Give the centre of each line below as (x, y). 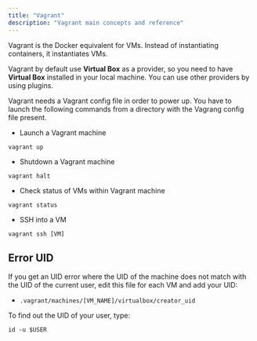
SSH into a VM (43, 219)
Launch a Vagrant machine (63, 132)
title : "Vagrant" (36, 15)
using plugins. (31, 85)
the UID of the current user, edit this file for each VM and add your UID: (123, 285)
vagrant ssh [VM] (36, 234)
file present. (27, 117)
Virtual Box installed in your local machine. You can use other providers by (129, 77)
